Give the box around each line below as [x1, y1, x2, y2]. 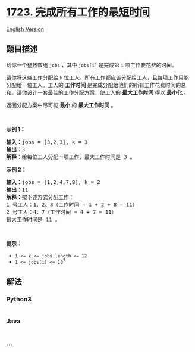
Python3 [6, 295, 32, 304]
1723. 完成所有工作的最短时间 [6, 5, 150, 19]
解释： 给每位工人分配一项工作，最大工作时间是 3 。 [6, 153, 136, 160]
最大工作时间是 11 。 [6, 216, 61, 223]
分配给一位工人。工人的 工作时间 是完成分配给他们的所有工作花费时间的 [6, 81, 181, 88]
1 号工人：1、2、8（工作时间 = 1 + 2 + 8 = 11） [6, 201, 138, 208]
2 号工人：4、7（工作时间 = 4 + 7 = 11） [6, 208, 117, 215]
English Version [6, 25, 45, 33]
